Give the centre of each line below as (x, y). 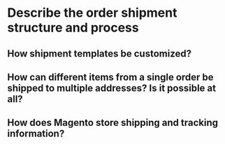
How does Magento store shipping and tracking (113, 123)
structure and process (73, 28)
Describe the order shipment (92, 13)
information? (36, 134)
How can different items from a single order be (111, 77)
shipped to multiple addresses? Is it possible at (112, 88)
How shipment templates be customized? (100, 53)
